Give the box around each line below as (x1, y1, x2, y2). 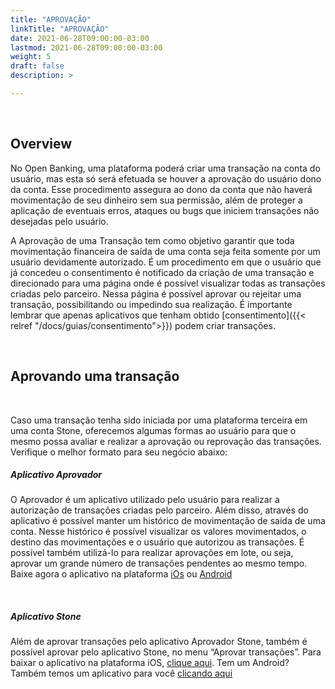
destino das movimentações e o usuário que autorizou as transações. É (10, 536, 305, 548)
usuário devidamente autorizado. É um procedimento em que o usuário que (10, 256, 322, 268)
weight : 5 (10, 52, 52, 62)
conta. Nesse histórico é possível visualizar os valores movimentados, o (10, 526, 307, 538)
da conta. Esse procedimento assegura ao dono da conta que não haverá (10, 183, 313, 195)
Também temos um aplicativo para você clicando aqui (10, 667, 233, 680)
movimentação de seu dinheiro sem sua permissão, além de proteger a (10, 194, 303, 206)
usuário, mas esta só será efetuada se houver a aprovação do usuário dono (10, 172, 322, 185)
